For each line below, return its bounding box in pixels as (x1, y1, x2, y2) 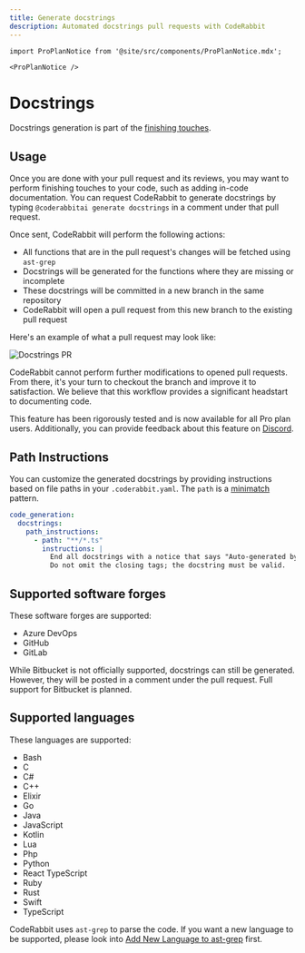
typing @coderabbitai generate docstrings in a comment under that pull (9, 201, 280, 213)
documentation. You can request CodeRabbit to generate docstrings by (9, 192, 277, 203)
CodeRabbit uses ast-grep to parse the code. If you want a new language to (9, 923, 294, 935)
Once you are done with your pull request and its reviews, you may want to (9, 173, 290, 184)
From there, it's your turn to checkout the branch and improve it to (9, 377, 257, 388)
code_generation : (9, 510, 75, 520)
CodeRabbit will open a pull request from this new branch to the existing (22, 305, 293, 316)
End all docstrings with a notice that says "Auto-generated (49, 553, 286, 562)
